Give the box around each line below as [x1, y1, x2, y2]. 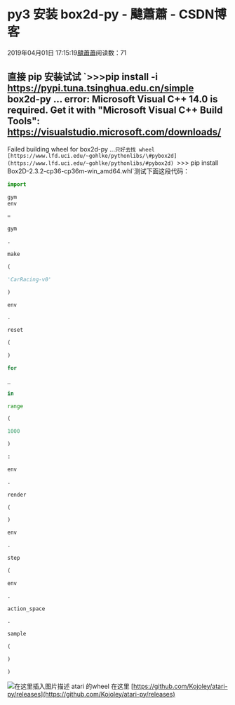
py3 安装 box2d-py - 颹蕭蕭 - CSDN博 [7, 6, 227, 22]
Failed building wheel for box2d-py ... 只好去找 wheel [7, 145, 155, 153]
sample [7, 631, 27, 638]
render [7, 491, 27, 498]
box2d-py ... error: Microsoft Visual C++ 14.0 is [7, 93, 218, 105]
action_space [7, 605, 46, 612]
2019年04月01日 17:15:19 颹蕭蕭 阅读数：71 [7, 48, 127, 57]
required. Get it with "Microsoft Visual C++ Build [7, 105, 223, 116]
